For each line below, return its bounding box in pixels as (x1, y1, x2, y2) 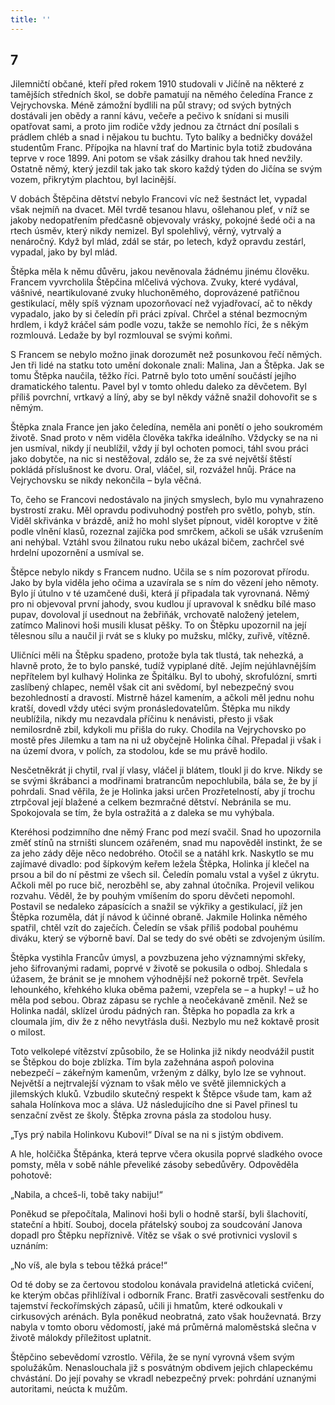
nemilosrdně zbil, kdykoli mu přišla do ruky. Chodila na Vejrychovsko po (10, 724, 307, 736)
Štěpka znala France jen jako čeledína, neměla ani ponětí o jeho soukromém (10, 421, 323, 433)
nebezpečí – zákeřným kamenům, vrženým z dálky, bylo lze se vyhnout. (10, 1067, 307, 1079)
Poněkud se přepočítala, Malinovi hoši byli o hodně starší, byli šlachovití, (10, 1208, 308, 1220)
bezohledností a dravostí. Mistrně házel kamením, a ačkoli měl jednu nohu (10, 692, 315, 704)
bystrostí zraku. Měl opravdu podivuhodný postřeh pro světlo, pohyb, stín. (10, 504, 316, 516)
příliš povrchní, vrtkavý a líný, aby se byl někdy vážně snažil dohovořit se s (10, 391, 318, 403)
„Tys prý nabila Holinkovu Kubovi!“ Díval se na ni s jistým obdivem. (10, 1129, 284, 1141)
